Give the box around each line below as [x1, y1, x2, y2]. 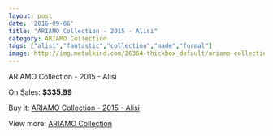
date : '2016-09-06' [8, 19, 75, 28]
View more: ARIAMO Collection [8, 119, 112, 128]
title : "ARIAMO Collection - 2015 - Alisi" [8, 27, 158, 35]
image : [8, 49, 31, 57]
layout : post [8, 11, 53, 20]
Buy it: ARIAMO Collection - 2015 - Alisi [8, 103, 140, 113]
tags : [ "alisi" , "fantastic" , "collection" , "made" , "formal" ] [8, 42, 213, 50]
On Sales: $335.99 [8, 87, 72, 97]
